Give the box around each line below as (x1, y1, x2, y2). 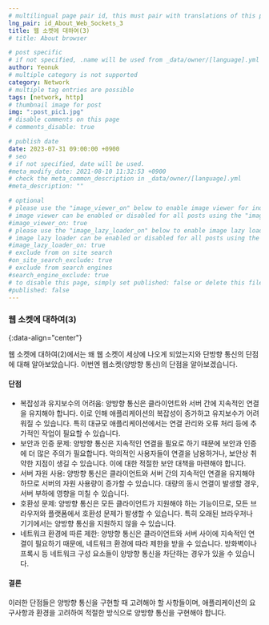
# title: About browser (8, 34, 88, 42)
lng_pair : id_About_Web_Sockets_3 (8, 19, 124, 27)
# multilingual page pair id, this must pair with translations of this (8, 11, 256, 20)
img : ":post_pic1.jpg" (8, 108, 84, 116)
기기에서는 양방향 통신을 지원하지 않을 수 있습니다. (19, 518, 176, 528)
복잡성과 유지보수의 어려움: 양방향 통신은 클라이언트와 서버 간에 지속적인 (19, 398, 245, 408)
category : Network (8, 78, 70, 87)
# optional (8, 197, 45, 205)
